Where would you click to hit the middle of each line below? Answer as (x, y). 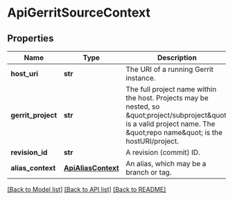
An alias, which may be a (166, 164)
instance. (141, 78)
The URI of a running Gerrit (170, 69)
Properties (31, 38)
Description (177, 58)
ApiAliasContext (91, 168)
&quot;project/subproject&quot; (177, 115)
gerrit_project (34, 115)
